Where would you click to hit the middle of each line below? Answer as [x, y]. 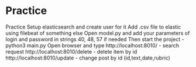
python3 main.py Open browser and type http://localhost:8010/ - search [92, 45]
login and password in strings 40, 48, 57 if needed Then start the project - [95, 39]
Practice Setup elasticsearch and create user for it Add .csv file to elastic [93, 27]
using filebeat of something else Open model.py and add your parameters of [98, 33]
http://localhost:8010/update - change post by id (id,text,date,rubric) [88, 58]
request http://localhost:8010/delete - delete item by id [71, 51]
